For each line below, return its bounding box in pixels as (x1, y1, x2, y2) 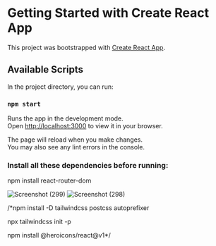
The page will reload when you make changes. (7, 135, 143, 144)
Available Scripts (7, 63, 83, 75)
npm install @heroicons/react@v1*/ (7, 231, 112, 240)
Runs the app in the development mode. (7, 114, 124, 123)
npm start (7, 100, 41, 108)
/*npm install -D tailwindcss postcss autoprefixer (7, 204, 150, 212)
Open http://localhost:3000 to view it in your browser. (7, 122, 164, 130)
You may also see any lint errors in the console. (7, 143, 145, 152)
